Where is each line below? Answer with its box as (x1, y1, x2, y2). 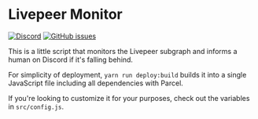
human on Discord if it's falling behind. (8, 55, 134, 64)
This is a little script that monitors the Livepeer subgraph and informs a (8, 46, 238, 56)
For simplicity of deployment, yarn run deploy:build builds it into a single (8, 70, 247, 79)
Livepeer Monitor (8, 5, 123, 23)
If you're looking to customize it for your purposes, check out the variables (8, 93, 250, 103)
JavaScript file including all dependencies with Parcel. (8, 78, 183, 88)
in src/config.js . (8, 102, 64, 111)
